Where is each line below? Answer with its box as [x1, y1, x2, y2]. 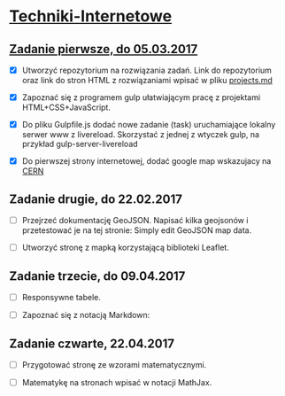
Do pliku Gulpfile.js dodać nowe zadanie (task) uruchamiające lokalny [21, 120, 276, 130]
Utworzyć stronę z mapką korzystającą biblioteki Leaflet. [21, 242, 230, 253]
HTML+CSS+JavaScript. [21, 102, 111, 113]
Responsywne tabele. [21, 292, 102, 302]
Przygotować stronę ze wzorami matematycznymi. [21, 359, 207, 369]
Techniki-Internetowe [9, 6, 173, 27]
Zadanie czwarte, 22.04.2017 [9, 336, 175, 351]
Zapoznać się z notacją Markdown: [21, 310, 150, 321]
